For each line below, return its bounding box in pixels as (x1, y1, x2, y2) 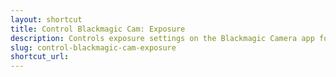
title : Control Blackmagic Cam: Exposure (10, 24, 186, 34)
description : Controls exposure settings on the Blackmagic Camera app (10, 33, 315, 43)
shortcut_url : (10, 52, 70, 62)
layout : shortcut (10, 14, 83, 25)
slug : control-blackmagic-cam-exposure (10, 42, 177, 53)
